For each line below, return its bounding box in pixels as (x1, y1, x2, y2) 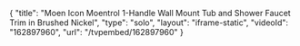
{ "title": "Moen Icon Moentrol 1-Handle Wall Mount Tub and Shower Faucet (9, 8, 291, 18)
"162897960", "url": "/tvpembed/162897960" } (9, 27, 185, 37)
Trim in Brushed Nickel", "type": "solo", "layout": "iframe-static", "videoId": (9, 17, 289, 28)
